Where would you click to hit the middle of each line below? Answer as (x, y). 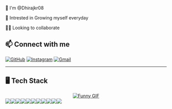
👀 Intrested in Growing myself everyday (47, 18)
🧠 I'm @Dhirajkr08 (25, 8)
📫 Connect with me (38, 44)
